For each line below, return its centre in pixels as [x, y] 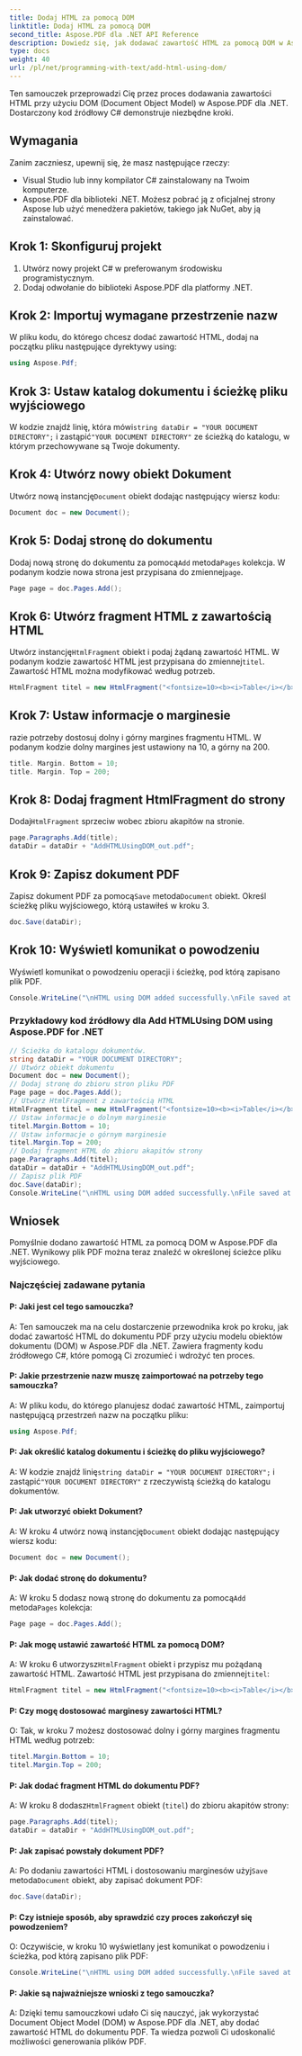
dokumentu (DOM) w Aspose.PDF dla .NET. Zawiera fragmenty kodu [136, 1345]
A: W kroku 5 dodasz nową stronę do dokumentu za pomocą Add [128, 1598]
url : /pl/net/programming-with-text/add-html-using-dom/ [118, 68]
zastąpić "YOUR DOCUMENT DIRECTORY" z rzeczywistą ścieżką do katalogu [140, 1481]
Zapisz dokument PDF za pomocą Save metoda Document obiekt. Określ [138, 896]
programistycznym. [58, 278]
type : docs [30, 51]
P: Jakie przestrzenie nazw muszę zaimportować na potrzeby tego [136, 1376]
